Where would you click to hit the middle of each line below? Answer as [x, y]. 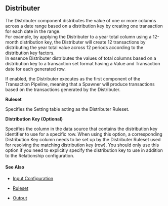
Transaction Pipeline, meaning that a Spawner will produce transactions [80, 84]
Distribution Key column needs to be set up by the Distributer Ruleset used [83, 139]
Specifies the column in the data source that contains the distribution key [81, 129]
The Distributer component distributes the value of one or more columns [81, 20]
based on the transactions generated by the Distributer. [63, 89]
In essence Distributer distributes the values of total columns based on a [81, 58]
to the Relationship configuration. [40, 155]
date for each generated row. [35, 69]
